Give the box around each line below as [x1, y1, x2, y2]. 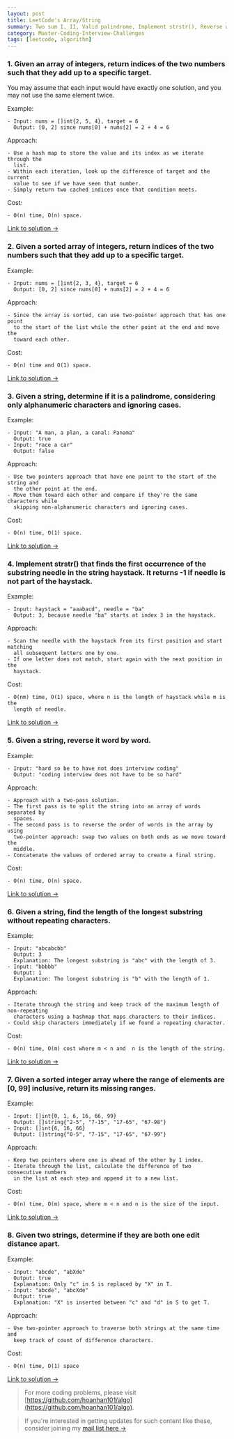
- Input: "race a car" [7, 442, 73, 449]
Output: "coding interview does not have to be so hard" [13, 771, 182, 778]
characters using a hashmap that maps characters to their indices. [13, 1013, 217, 1020]
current [7, 174, 30, 181]
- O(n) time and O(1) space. [7, 362, 92, 369]
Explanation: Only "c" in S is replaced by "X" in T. [13, 1280, 173, 1288]
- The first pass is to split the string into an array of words [7, 803, 201, 810]
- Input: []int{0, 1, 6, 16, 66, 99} [7, 1113, 117, 1120]
